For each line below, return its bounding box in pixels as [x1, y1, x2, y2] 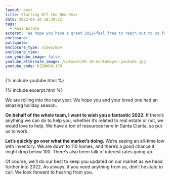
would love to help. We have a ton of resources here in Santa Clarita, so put [5, 123, 162, 129]
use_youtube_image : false [5, 54, 60, 59]
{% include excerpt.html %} [5, 87, 63, 93]
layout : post [5, 7, 33, 13]
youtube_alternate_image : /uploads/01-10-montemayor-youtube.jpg [5, 59, 146, 64]
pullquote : [5, 40, 28, 45]
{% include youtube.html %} [5, 78, 64, 84]
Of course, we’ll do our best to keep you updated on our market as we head [5, 158, 163, 164]
